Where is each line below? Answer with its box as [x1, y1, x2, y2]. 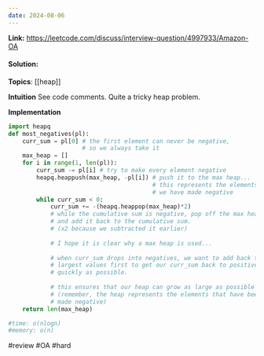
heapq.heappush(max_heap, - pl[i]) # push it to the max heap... [36, 174, 251, 182]
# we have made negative [152, 188, 234, 196]
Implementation [8, 107, 61, 116]
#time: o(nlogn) [8, 319, 61, 327]
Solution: [8, 60, 39, 69]
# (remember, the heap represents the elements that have [49, 290, 244, 299]
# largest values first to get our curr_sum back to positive [49, 261, 258, 270]
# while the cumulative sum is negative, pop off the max [49, 210, 244, 218]
